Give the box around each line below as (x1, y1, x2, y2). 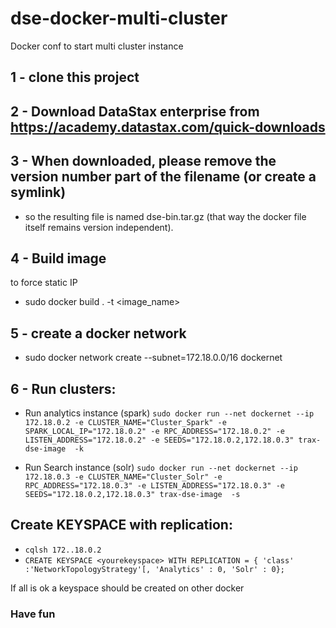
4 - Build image (10, 250, 107, 267)
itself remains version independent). (24, 221, 174, 233)
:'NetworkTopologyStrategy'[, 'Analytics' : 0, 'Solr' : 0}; (24, 564, 286, 574)
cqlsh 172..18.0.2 (24, 545, 102, 555)
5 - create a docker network (10, 325, 187, 342)
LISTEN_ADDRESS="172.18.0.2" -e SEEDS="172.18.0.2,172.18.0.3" (24, 435, 295, 445)
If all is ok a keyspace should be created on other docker (10, 582, 245, 594)
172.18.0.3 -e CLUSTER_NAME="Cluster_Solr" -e (24, 472, 223, 482)
